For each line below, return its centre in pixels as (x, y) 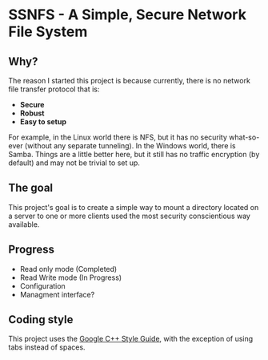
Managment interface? (57, 294)
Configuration (42, 285)
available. (24, 224)
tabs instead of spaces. (47, 347)
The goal (31, 188)
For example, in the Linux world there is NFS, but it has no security (118, 137)
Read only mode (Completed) (68, 269)
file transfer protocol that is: (54, 89)
